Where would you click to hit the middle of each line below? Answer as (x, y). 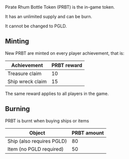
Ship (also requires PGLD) (37, 141)
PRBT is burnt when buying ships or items (47, 121)
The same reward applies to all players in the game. (57, 93)
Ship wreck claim (27, 81)
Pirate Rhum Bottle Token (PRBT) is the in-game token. (60, 7)
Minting (17, 41)
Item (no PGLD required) (36, 149)
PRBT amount (88, 133)
